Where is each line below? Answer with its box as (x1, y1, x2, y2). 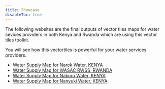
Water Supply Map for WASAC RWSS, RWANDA (12, 67, 113, 73)
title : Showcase (5, 7, 40, 13)
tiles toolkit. (5, 36, 29, 43)
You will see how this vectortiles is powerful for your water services (5, 47, 147, 53)
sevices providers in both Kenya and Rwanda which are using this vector (5, 31, 157, 37)
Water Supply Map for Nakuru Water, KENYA (12, 72, 106, 78)
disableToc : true (5, 12, 42, 17)
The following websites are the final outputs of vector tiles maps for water (5, 26, 160, 32)
